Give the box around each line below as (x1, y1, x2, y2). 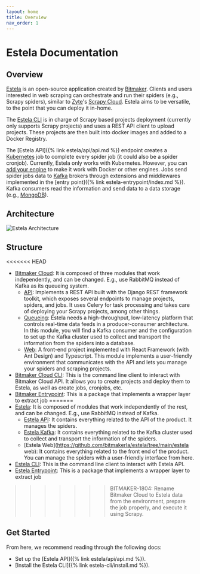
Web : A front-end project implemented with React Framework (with (23, 346, 189, 353)
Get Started (6, 528, 50, 538)
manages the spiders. (23, 422, 78, 429)
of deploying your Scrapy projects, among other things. (23, 308, 160, 315)
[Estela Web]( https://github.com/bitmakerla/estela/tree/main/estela (23, 442, 189, 448)
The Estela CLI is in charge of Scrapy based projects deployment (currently (6, 116, 191, 123)
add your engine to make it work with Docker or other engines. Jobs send (6, 166, 187, 173)
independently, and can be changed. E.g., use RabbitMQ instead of (14, 276, 180, 283)
